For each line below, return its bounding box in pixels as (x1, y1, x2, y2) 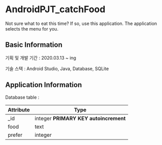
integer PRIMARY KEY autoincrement (34, 114, 126, 122)
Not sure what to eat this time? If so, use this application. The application (5, 20, 157, 26)
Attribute (8, 106, 30, 113)
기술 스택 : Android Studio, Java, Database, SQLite (5, 65, 109, 72)
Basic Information (5, 41, 63, 49)
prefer (8, 131, 23, 138)
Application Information (5, 80, 82, 90)
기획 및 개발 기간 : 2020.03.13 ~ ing (5, 54, 76, 61)
